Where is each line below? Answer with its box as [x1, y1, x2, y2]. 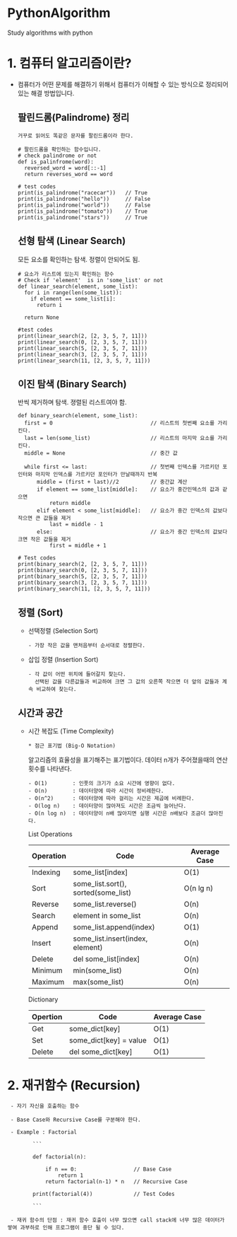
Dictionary [28, 995, 59, 1004]
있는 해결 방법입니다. [17, 88, 75, 97]
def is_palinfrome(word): [17, 158, 94, 165]
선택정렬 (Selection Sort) [28, 627, 99, 635]
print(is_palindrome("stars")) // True [17, 214, 148, 221]
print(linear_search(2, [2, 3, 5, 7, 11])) [17, 332, 148, 339]
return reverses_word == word [24, 170, 113, 178]
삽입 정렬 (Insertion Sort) [28, 656, 99, 664]
